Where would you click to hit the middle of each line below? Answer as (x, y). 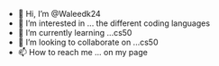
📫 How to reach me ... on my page (83, 52)
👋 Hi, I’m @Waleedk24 (59, 14)
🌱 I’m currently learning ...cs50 (75, 33)
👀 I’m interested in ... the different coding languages (114, 23)
